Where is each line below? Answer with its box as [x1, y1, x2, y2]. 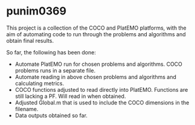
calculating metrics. [14, 80, 65, 87]
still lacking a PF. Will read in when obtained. [14, 92, 126, 100]
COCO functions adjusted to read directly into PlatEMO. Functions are [14, 86, 188, 93]
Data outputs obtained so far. [14, 112, 88, 119]
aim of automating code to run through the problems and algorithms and [6, 30, 186, 37]
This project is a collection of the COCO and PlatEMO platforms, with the [6, 24, 187, 31]
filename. [14, 105, 39, 112]
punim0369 [6, 4, 66, 18]
